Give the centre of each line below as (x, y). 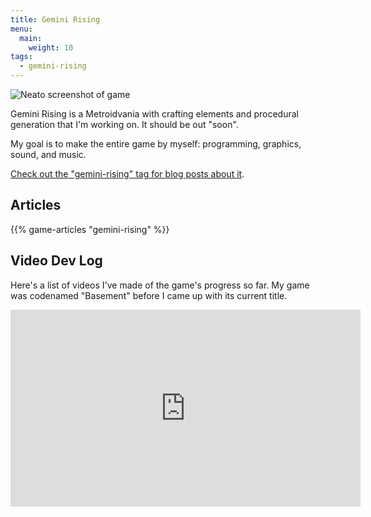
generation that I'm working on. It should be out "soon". (124, 124)
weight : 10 (51, 47)
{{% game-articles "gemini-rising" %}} (90, 229)
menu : (21, 29)
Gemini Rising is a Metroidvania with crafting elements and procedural (154, 114)
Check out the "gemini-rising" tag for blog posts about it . (127, 174)
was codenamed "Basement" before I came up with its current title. (149, 295)
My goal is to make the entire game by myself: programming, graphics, (156, 144)
